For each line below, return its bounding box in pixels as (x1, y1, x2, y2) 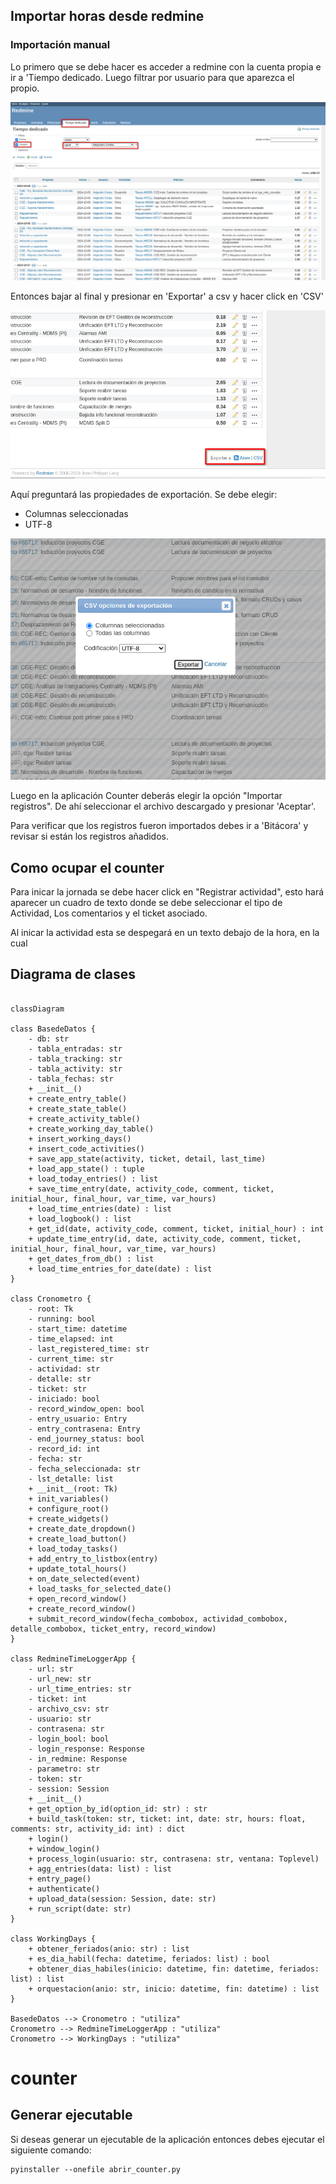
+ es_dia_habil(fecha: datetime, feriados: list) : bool (28, 1954, 271, 1964)
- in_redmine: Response (28, 1754, 128, 1764)
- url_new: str (28, 1674, 92, 1684)
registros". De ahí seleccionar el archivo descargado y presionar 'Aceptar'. (10, 800, 317, 813)
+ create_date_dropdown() (28, 1524, 137, 1534)
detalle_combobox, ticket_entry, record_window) (10, 1624, 217, 1634)
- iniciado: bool (28, 1394, 101, 1404)
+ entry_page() (28, 1874, 92, 1884)
